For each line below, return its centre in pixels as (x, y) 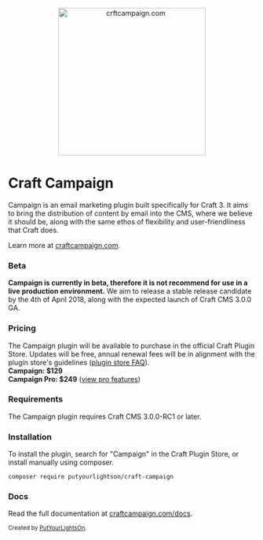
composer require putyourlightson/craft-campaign (91, 477)
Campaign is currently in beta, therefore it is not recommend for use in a (128, 283)
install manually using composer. (61, 462)
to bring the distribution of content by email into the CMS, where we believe (130, 213)
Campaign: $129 (35, 371)
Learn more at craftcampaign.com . (64, 245)
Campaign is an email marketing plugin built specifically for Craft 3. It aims (128, 205)
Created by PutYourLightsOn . (47, 528)
